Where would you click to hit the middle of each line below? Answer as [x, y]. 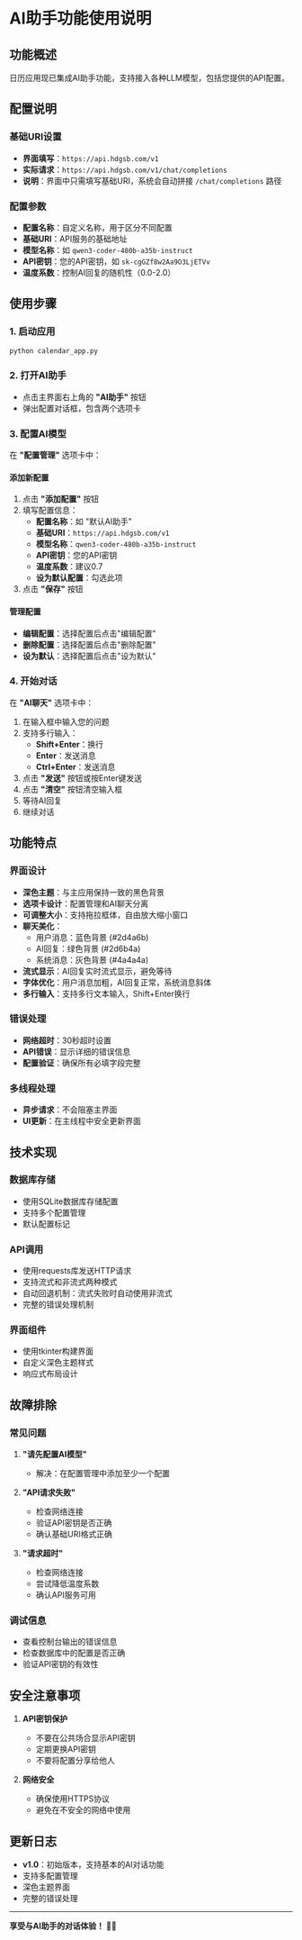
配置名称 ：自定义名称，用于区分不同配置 [97, 227]
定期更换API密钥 [66, 1749]
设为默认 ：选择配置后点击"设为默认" [89, 656]
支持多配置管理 [50, 1876]
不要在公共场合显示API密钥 [85, 1738]
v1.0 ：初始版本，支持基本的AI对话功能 [93, 1864]
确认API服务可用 [66, 1595]
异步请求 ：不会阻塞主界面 [70, 1110]
